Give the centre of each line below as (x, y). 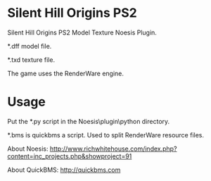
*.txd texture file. (31, 60)
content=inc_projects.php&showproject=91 (70, 156)
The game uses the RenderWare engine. (66, 73)
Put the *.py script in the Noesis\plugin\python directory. (89, 121)
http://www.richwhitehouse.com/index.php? (113, 149)
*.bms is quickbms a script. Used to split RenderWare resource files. (106, 135)
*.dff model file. (30, 46)
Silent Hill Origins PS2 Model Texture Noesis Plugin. (82, 32)
